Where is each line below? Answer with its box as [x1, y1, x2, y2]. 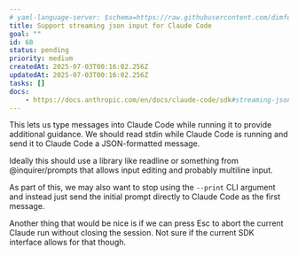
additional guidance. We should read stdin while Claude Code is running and [9, 129, 288, 140]
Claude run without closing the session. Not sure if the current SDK [9, 228, 255, 238]
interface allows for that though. [9, 237, 127, 248]
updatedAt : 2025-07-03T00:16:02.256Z [9, 71, 149, 80]
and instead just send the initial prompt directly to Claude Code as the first [9, 191, 281, 202]
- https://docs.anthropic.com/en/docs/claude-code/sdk [25, 95, 232, 105]
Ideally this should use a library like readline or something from [9, 156, 239, 167]
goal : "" [9, 29, 42, 38]
